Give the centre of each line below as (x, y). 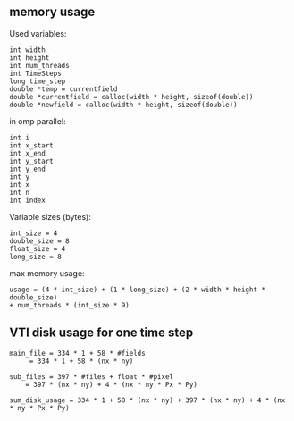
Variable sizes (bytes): (50, 216)
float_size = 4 (38, 248)
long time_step (38, 81)
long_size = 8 (36, 257)
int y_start (31, 161)
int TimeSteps (36, 73)
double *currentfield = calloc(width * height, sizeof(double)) (131, 97)
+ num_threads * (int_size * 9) (69, 305)
